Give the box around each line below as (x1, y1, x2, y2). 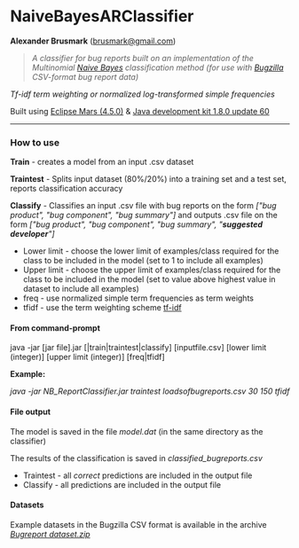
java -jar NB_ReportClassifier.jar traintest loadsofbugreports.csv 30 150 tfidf (10, 386, 290, 396)
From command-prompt (10, 322, 101, 333)
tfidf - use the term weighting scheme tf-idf (22, 302, 182, 313)
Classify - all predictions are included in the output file (22, 479, 221, 489)
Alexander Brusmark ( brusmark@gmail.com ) (10, 35, 177, 46)
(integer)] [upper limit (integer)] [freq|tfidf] (10, 352, 165, 363)
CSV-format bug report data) (31, 71, 139, 82)
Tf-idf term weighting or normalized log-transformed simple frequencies (10, 89, 276, 99)
